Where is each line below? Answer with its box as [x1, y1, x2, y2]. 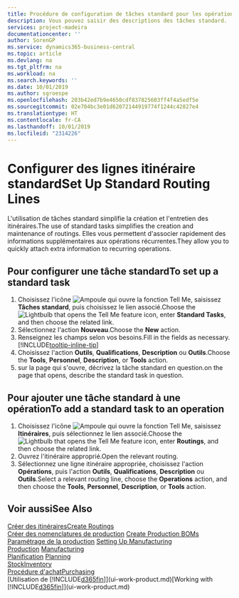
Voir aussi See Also [7, 503, 92, 515]
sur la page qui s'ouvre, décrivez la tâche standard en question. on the [17, 364, 223, 372]
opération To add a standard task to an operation [7, 403, 225, 415]
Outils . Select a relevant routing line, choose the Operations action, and [17, 475, 228, 483]
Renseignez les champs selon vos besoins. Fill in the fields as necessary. [17, 333, 230, 342]
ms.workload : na [7, 70, 55, 77]
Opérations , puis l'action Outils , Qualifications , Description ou [17, 467, 205, 475]
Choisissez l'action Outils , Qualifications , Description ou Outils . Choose [17, 349, 230, 357]
